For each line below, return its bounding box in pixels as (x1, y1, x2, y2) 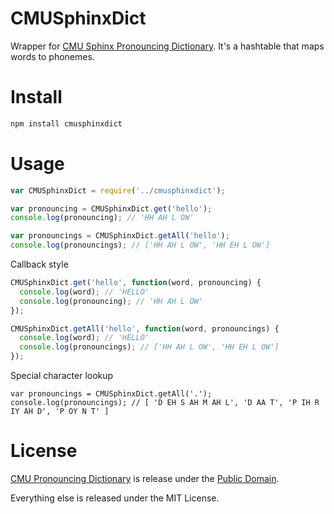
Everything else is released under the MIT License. (10, 492, 220, 504)
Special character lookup (10, 370, 114, 382)
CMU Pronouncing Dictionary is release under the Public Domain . (10, 473, 280, 484)
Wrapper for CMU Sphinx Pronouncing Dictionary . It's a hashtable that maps (10, 40, 325, 52)
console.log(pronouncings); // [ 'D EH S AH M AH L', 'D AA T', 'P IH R (10, 398, 320, 408)
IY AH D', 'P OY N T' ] (10, 407, 110, 417)
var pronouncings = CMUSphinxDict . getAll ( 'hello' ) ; (10, 231, 230, 241)
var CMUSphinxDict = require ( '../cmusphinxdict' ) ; (10, 185, 226, 196)
